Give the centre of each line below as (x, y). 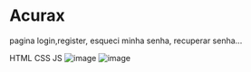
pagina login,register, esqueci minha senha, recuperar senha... (126, 40)
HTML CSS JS (36, 58)
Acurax (37, 16)
